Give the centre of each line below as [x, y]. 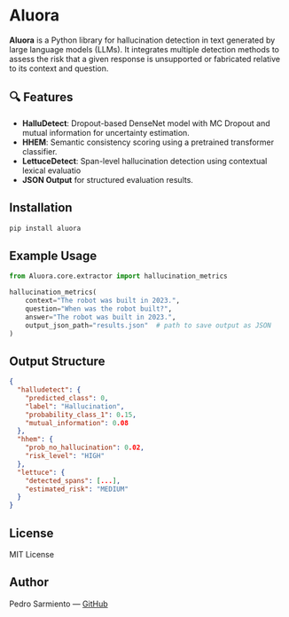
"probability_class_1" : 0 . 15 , [81, 415]
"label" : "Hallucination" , [75, 406]
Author [29, 582]
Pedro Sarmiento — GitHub [59, 604]
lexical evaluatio [51, 170]
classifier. [39, 151]
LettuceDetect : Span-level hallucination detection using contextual [144, 161]
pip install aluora [45, 228]
